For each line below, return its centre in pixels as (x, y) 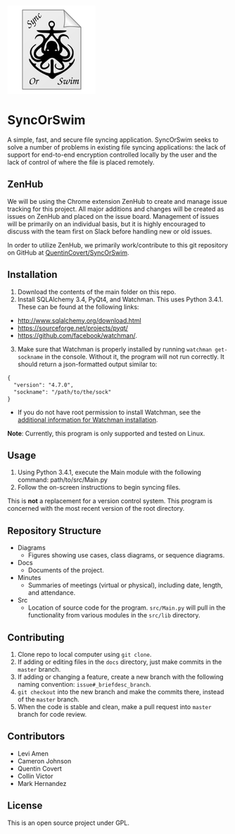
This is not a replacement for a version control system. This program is (110, 501)
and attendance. (52, 593)
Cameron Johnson (44, 761)
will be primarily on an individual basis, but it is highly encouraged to (107, 224)
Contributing (36, 637)
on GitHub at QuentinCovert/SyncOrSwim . (68, 253)
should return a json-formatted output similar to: (87, 364)
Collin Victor (35, 776)
